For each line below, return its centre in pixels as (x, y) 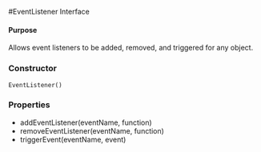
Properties (29, 105)
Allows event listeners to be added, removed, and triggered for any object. (131, 48)
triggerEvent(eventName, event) (73, 139)
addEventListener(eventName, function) (86, 122)
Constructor (33, 69)
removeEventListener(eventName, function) (92, 130)
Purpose (23, 30)
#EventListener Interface (49, 12)
